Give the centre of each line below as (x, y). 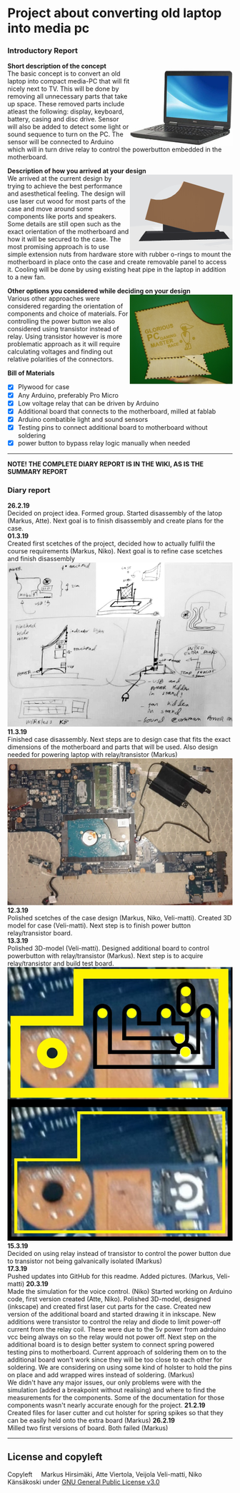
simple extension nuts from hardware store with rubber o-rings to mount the (119, 254)
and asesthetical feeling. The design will (66, 193)
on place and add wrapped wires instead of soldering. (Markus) (101, 1375)
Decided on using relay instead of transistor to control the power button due (119, 1253)
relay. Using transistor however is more (65, 336)
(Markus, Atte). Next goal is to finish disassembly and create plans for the (115, 521)
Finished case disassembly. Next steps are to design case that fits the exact (119, 740)
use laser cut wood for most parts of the (67, 201)
